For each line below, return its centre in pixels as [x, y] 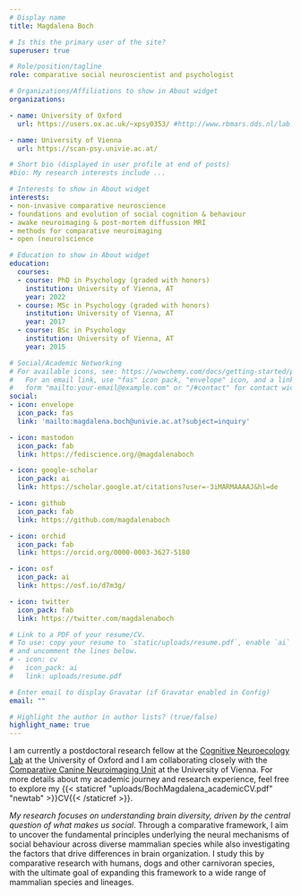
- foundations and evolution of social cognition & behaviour [128, 214]
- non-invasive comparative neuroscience [88, 206]
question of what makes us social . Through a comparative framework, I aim [149, 825]
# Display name [38, 17]
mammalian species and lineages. [72, 883]
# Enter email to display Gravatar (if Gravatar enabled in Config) [140, 692]
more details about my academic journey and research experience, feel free [149, 780]
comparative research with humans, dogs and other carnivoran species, [142, 863]
